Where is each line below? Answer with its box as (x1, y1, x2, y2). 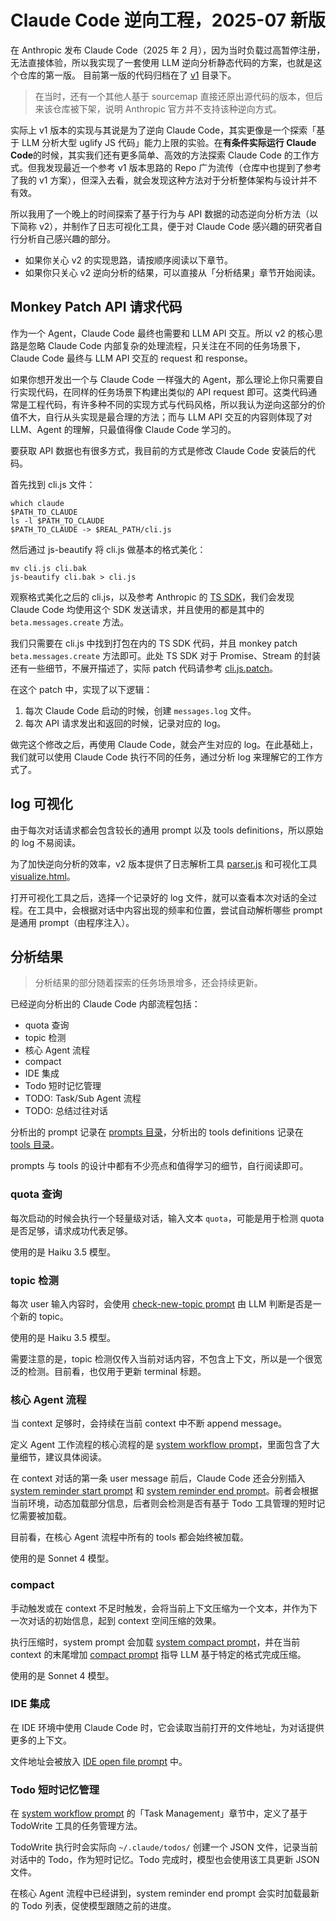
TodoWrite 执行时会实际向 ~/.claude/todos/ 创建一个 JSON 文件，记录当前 (10, 1841, 318, 1853)
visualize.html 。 (10, 870, 76, 882)
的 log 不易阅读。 (10, 836, 82, 848)
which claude (10, 498, 65, 508)
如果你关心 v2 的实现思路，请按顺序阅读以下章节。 (24, 254, 234, 266)
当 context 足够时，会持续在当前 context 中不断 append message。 (10, 1417, 288, 1430)
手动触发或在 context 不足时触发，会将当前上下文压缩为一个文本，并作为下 (10, 1602, 318, 1614)
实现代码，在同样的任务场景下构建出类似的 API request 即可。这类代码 (18, 386, 309, 398)
